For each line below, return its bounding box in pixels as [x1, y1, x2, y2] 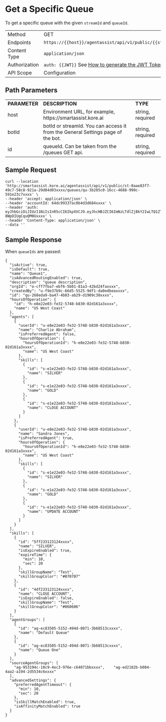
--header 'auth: [5, 205, 39, 210]
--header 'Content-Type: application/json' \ [5, 218, 100, 223]
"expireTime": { [18, 552, 52, 557]
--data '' [5, 222, 26, 227]
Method [7, 31, 26, 38]
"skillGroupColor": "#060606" [18, 604, 81, 609]
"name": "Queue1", [9, 271, 48, 276]
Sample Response [5, 235, 62, 244]
